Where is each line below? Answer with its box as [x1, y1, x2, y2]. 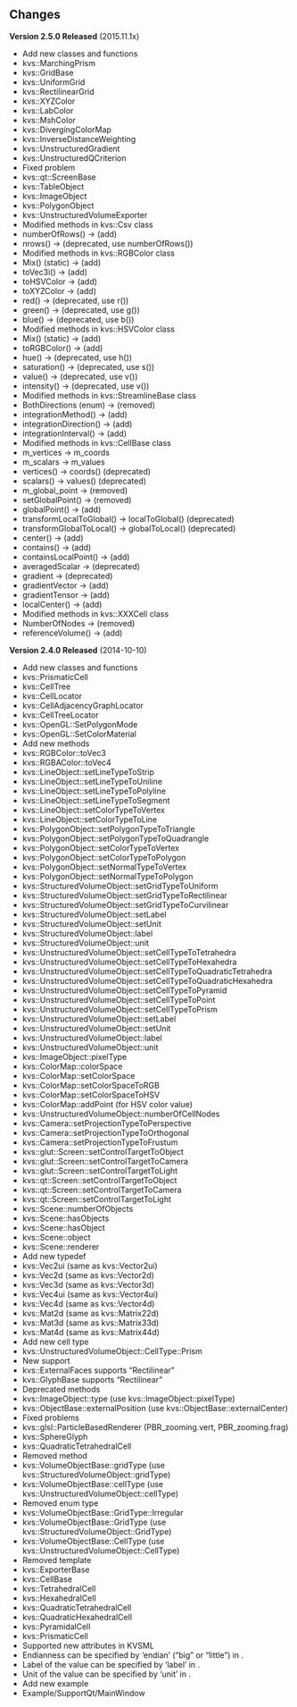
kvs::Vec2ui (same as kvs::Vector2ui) [21, 1260, 158, 1271]
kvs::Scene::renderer [21, 1241, 100, 1252]
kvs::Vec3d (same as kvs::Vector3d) [21, 1279, 154, 1290]
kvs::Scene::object [21, 1232, 91, 1242]
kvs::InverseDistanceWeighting [21, 133, 136, 144]
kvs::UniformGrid [21, 76, 86, 88]
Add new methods [21, 737, 90, 749]
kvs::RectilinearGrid [21, 86, 95, 97]
